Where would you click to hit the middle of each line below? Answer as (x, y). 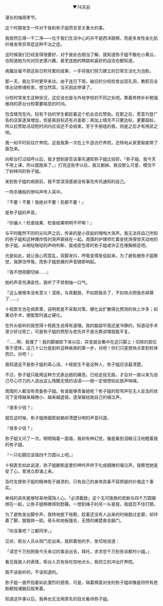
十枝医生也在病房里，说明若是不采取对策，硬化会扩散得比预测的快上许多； (79, 309)
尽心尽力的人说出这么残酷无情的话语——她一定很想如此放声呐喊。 (75, 381)
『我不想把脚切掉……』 (28, 272)
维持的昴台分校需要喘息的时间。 (37, 104)
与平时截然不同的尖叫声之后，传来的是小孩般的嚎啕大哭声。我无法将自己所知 (81, 233)
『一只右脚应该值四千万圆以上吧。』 (40, 455)
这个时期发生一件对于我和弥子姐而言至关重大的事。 (56, 28)
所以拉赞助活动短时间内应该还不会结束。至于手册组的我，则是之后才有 (75, 126)
